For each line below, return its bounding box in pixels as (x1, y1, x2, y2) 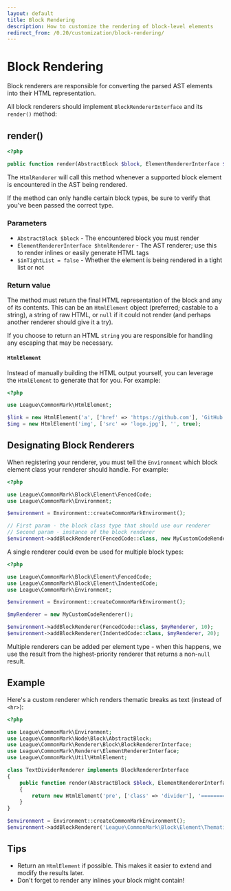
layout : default (7, 10, 54, 17)
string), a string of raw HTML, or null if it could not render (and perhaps (7, 311, 211, 319)
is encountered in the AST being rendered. (7, 180, 128, 188)
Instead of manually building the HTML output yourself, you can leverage (7, 368, 214, 377)
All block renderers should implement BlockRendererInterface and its (7, 103, 203, 111)
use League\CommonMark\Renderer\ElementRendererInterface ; (7, 748, 180, 755)
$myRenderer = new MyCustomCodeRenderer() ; (7, 611, 134, 618)
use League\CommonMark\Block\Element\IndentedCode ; (7, 580, 158, 587)
